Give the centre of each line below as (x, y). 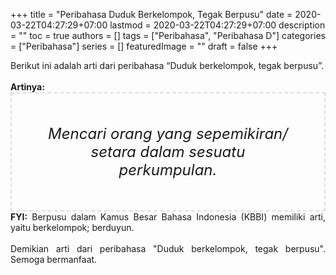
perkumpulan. (168, 169)
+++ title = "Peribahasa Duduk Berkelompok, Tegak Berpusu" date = (151, 14)
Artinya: (27, 87)
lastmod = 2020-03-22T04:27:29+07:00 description (217, 25)
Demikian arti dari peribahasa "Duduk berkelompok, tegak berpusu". (168, 248)
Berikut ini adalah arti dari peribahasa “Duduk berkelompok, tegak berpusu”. (167, 65)
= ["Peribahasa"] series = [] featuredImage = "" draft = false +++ (144, 46)
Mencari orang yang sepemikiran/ (168, 133)
